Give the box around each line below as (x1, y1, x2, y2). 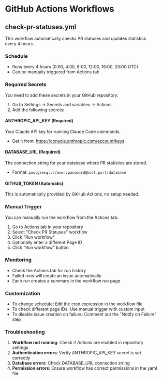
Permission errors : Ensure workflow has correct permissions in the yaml (12, 365, 157, 371)
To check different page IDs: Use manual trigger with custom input (12, 306, 145, 312)
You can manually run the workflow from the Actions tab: (5, 215, 118, 220)
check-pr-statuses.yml (5, 23, 76, 31)
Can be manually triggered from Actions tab (12, 69, 100, 75)
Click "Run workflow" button (12, 244, 69, 250)
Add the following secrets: (12, 107, 64, 113)
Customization (5, 290, 41, 297)
